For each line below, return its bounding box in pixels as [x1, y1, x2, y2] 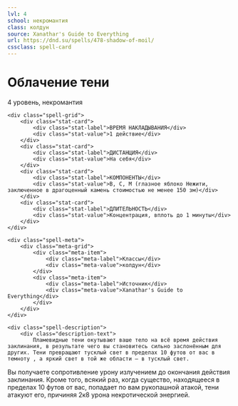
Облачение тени [7, 74, 110, 91]
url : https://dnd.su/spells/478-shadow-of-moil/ [7, 37, 155, 44]
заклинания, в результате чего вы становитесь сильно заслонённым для [7, 342, 222, 350]
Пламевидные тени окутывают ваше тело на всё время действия [33, 336, 219, 343]
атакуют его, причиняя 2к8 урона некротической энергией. [7, 390, 190, 399]
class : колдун [7, 24, 50, 31]
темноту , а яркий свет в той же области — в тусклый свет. [7, 355, 190, 362]
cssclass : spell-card [7, 44, 72, 51]
